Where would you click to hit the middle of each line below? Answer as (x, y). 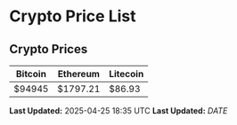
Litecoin (126, 74)
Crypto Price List (73, 16)
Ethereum (79, 74)
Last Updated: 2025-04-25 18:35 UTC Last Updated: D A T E (118, 111)
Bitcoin (31, 74)
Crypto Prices (49, 49)
